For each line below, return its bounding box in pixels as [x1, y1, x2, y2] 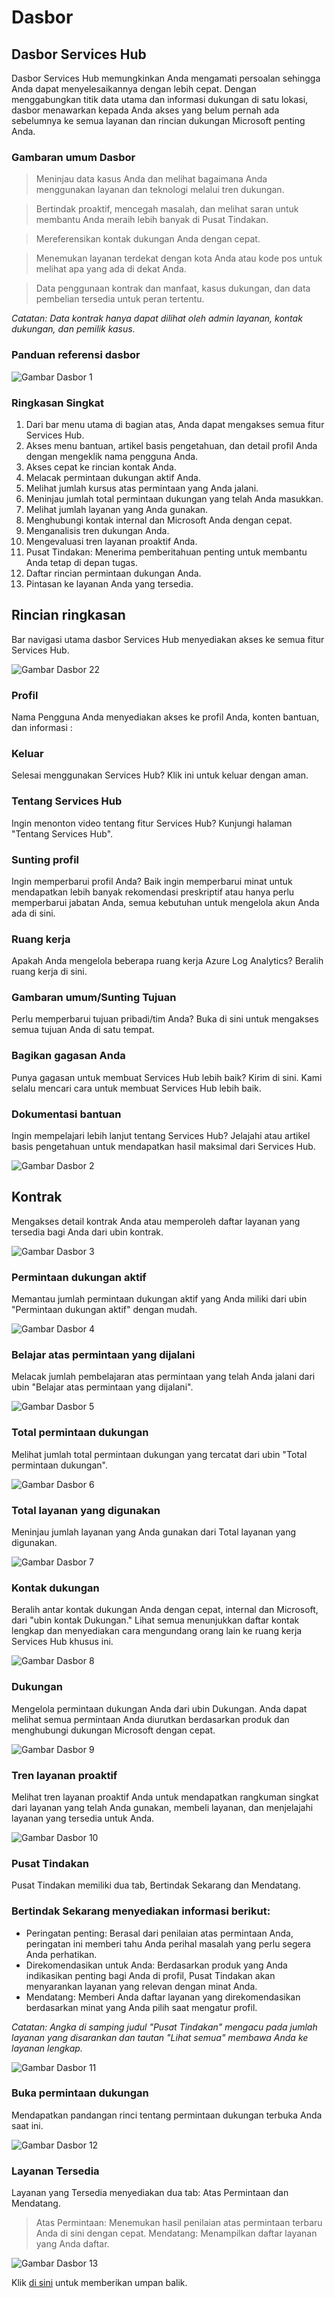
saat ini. [11, 2119, 44, 2131]
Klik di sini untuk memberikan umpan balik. [11, 2277, 188, 2289]
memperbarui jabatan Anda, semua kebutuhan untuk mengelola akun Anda [11, 896, 320, 908]
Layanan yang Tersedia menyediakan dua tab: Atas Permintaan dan [11, 2187, 289, 2199]
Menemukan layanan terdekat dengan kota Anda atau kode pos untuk [35, 252, 323, 265]
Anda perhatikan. [25, 1948, 98, 1960]
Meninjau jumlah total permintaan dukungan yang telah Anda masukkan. [25, 492, 324, 505]
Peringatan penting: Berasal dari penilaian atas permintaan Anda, [25, 1927, 294, 1939]
